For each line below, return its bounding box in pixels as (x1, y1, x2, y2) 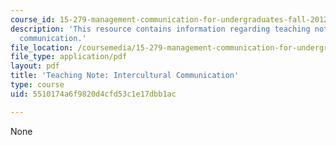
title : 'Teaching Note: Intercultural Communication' (10, 71, 240, 81)
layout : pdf (10, 61, 60, 71)
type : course (10, 80, 65, 90)
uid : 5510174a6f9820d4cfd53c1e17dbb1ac (10, 89, 177, 99)
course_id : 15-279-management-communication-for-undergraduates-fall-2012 (10, 14, 329, 25)
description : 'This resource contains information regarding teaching (10, 24, 311, 34)
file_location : (10, 42, 74, 53)
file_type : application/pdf (10, 52, 128, 62)
